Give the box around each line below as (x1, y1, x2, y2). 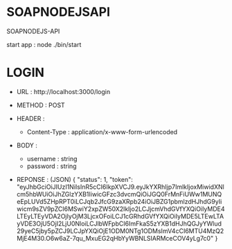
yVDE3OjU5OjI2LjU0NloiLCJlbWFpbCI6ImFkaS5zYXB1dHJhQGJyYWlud (16, 219, 222, 228)
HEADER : (16, 114, 45, 122)
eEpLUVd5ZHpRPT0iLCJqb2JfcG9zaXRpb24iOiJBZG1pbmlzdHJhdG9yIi (16, 197, 222, 205)
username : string (26, 154, 78, 163)
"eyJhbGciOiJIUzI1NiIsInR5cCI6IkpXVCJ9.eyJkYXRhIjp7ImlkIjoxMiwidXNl (16, 183, 224, 191)
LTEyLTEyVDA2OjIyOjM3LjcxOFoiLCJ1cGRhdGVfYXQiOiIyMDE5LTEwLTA (16, 212, 224, 220)
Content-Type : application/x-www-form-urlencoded (26, 127, 178, 136)
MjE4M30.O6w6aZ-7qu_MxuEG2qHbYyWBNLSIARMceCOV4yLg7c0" (16, 234, 214, 242)
